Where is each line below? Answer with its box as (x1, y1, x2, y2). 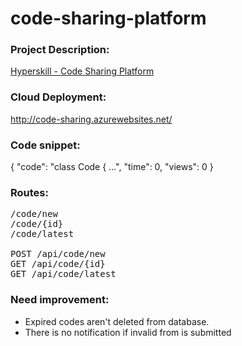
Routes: (10, 186, 49, 199)
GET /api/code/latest (10, 268, 117, 280)
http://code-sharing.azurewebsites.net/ (10, 113, 173, 125)
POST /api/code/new (10, 248, 106, 260)
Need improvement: (10, 293, 110, 307)
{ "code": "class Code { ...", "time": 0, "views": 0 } (10, 161, 214, 173)
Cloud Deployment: (10, 90, 107, 104)
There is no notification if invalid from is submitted (24, 326, 232, 338)
